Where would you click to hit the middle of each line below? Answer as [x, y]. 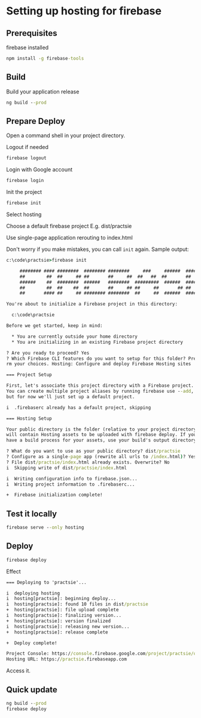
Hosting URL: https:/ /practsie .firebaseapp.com [67, 659]
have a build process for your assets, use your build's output [88, 440]
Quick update [32, 690]
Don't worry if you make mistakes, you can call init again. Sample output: [98, 249]
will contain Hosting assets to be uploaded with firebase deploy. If [96, 435]
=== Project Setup [29, 375]
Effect [13, 571]
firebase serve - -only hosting [45, 528]
